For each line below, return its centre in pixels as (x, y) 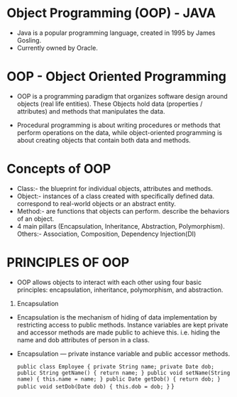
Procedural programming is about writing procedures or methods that (118, 125)
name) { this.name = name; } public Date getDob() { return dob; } (118, 379)
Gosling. (29, 40)
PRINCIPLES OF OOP (68, 262)
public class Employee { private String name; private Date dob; (115, 366)
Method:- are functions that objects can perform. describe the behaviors (123, 211)
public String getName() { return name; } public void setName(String (123, 373)
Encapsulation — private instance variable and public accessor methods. (123, 354)
